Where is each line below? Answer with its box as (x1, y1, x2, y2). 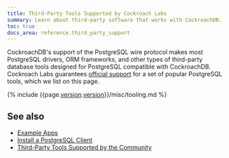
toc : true (7, 23, 36, 30)
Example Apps (16, 128, 58, 137)
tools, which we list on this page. (7, 77, 99, 86)
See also (7, 111, 45, 122)
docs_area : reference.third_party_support (7, 29, 130, 36)
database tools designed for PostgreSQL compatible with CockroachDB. (7, 63, 211, 71)
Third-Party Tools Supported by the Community (16, 144, 152, 152)
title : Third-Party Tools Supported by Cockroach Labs (7, 10, 167, 17)
